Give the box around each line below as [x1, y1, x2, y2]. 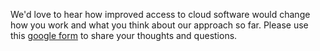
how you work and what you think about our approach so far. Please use [10, 19, 309, 31]
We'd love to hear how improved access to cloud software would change [10, 9, 311, 20]
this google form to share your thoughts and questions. [10, 30, 238, 41]
